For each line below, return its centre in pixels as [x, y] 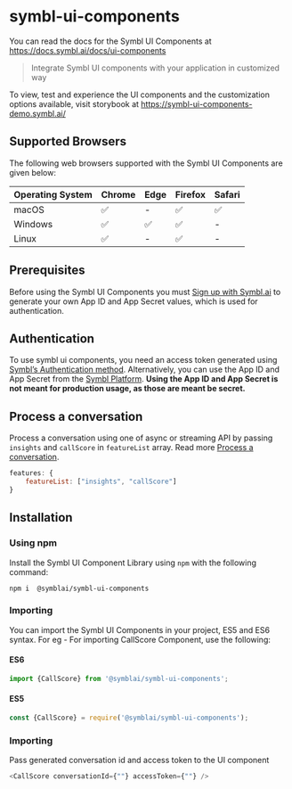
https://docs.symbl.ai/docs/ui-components [88, 50]
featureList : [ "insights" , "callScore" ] [101, 482]
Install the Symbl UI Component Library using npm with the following [133, 563]
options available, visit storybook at [74, 103]
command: [29, 571]
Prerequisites [47, 271]
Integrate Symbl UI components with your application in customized [155, 68]
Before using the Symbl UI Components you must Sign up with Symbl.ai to [145, 292]
